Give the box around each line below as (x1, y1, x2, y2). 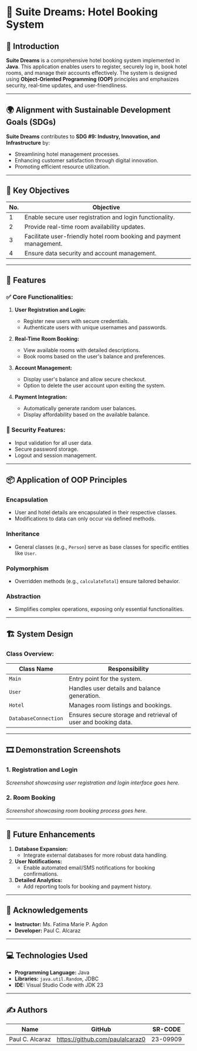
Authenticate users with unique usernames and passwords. (23, 324, 167, 331)
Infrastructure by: (6, 139, 50, 146)
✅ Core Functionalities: (6, 292, 73, 301)
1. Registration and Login (6, 766, 78, 774)
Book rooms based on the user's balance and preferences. (23, 353, 165, 360)
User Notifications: (14, 857, 63, 864)
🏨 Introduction (6, 41, 60, 51)
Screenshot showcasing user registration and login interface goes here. (6, 779, 180, 786)
